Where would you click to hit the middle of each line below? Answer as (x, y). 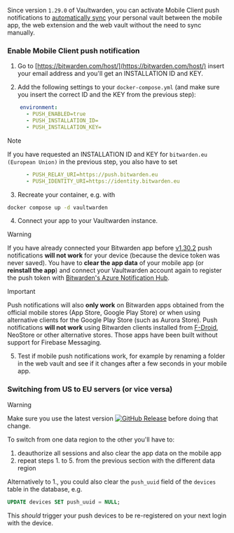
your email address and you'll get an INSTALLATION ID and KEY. (110, 74)
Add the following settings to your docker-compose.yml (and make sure (118, 87)
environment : (39, 108)
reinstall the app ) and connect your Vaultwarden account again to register (115, 271)
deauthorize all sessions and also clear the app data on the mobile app (119, 453)
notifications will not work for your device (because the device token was (114, 255)
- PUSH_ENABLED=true (56, 114)
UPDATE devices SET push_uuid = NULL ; (64, 502)
